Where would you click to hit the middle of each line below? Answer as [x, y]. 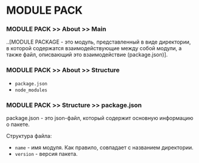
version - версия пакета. [46, 154]
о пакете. [18, 124]
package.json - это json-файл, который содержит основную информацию [100, 118]
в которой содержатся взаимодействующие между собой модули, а [94, 48]
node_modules [31, 90]
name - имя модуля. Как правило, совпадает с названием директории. [104, 147]
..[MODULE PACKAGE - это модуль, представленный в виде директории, [99, 42]
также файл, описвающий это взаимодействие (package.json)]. [87, 55]
